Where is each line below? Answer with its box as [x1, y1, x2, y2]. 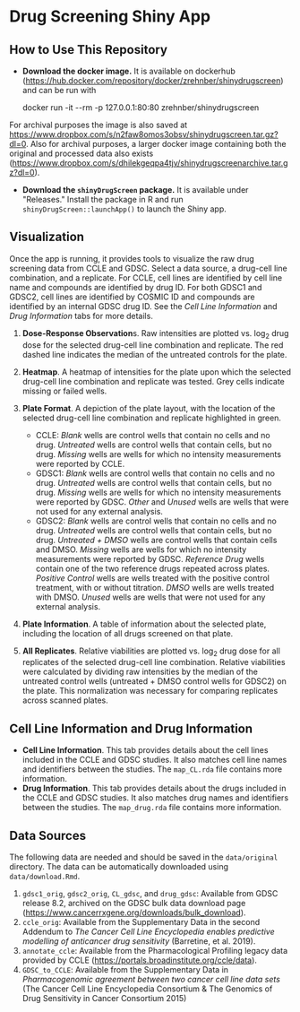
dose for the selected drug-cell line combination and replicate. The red [21, 339, 284, 350]
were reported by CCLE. [35, 458, 125, 469]
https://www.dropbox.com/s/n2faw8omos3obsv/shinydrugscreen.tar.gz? [9, 129, 279, 140]
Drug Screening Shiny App [9, 6, 211, 27]
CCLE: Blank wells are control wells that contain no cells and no [35, 429, 270, 440]
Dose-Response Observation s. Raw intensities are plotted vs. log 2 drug [21, 327, 289, 341]
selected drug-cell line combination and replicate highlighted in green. [21, 412, 282, 423]
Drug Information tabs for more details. [9, 310, 154, 321]
